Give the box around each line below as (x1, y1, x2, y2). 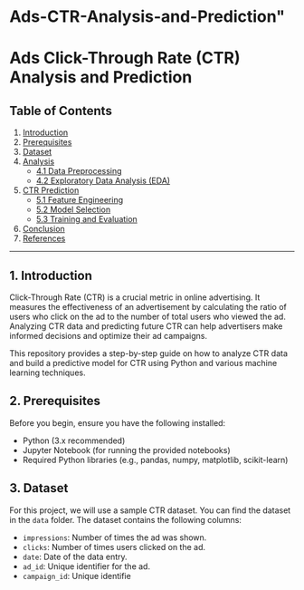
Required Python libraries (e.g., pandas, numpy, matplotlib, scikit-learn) (22, 454, 289, 465)
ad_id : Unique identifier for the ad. (22, 560, 151, 572)
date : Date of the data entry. (22, 551, 128, 562)
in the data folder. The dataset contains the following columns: (9, 514, 242, 525)
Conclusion (22, 224, 65, 235)
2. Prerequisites (9, 393, 101, 409)
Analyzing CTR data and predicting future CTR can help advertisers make (9, 321, 283, 332)
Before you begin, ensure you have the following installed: (9, 417, 226, 428)
